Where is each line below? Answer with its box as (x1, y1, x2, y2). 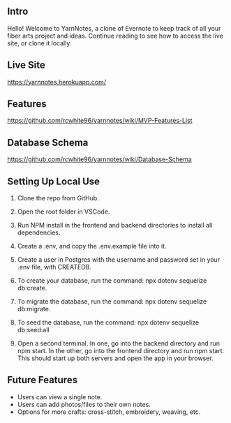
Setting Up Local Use (7, 175, 100, 187)
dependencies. (17, 228, 61, 237)
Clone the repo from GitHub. (17, 194, 99, 202)
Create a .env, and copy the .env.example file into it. (17, 242, 167, 251)
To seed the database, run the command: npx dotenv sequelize (17, 318, 200, 327)
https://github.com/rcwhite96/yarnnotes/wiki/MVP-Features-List (7, 117, 193, 125)
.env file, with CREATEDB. (17, 263, 92, 272)
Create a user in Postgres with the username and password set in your (17, 255, 221, 264)
